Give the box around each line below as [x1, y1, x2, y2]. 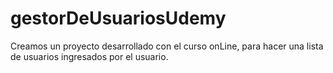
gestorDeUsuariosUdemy [10, 7, 227, 30]
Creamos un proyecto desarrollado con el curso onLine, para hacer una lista [10, 40, 324, 52]
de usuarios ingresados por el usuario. [10, 50, 169, 62]
